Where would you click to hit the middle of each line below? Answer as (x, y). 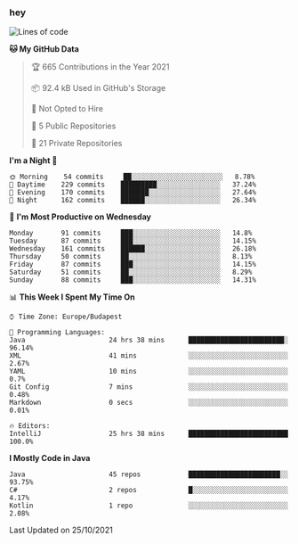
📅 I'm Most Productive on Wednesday (80, 217)
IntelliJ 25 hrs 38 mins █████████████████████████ (149, 434)
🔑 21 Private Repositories (77, 144)
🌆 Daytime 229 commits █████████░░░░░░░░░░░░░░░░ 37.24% (133, 185)
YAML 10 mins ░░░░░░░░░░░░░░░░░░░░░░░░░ (149, 372)
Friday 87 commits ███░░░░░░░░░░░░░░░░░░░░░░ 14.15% (133, 265)
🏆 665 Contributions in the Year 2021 (100, 67)
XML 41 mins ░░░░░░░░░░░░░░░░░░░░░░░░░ (149, 356)
